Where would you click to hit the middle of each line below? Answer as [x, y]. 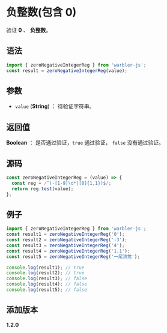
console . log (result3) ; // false [47, 279]
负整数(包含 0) [41, 12]
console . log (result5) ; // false [47, 290]
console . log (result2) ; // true [45, 273]
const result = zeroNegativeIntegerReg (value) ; [67, 70]
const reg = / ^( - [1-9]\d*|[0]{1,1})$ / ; [62, 183]
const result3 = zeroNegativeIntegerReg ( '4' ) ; [65, 245]
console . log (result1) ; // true [45, 268]
